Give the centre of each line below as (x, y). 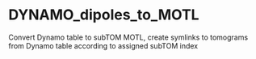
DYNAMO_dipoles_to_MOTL (104, 15)
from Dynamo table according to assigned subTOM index (103, 45)
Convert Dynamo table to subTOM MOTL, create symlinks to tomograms (128, 37)
